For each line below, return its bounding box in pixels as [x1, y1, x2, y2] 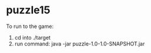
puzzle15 [6, 3, 51, 17]
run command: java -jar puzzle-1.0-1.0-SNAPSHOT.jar [14, 40, 145, 47]
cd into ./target [14, 34, 51, 41]
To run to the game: [6, 23, 54, 30]
